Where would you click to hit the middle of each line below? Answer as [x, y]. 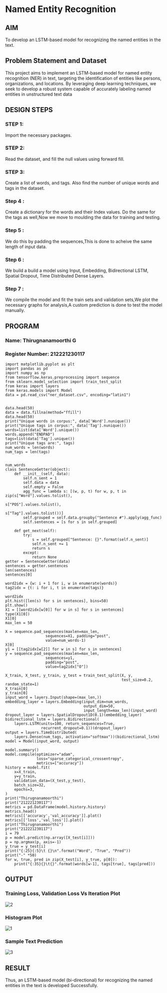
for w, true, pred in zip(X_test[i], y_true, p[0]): [61, 859]
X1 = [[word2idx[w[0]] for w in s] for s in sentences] [64, 610]
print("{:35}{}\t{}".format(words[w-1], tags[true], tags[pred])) [85, 864]
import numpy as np [25, 373]
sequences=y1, [60, 658]
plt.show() [16, 605]
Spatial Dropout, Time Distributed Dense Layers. [55, 276]
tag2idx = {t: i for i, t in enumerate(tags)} [54, 588]
